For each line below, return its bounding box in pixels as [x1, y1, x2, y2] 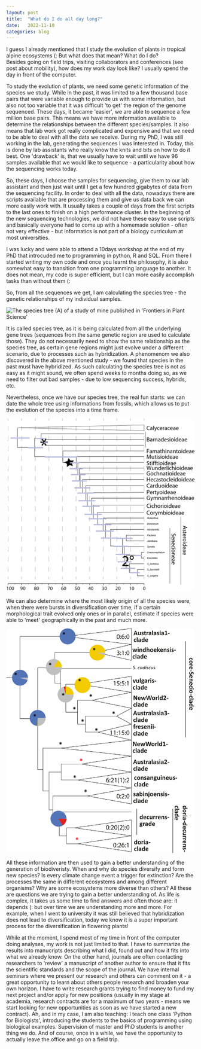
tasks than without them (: [6, 278, 71, 285]
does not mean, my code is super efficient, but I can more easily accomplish [6, 271, 194, 278]
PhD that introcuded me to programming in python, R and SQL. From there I [6, 252, 192, 260]
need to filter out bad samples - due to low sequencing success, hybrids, [6, 376, 187, 383]
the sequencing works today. [6, 165, 78, 173]
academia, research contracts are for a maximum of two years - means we [6, 998, 190, 1005]
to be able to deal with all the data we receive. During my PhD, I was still [6, 133, 184, 141]
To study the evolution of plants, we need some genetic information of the [6, 83, 188, 90]
